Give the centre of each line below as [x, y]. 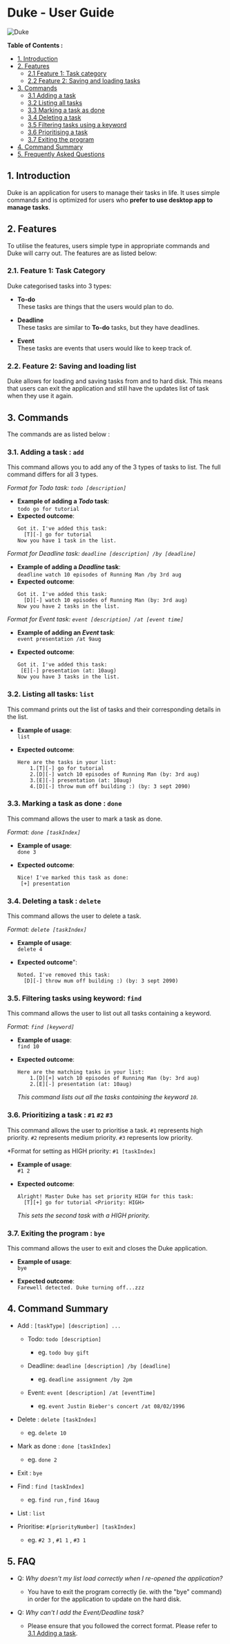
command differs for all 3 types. [53, 474]
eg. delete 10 [47, 1432]
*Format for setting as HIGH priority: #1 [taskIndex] [82, 1151]
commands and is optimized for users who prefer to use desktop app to [110, 200]
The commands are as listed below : [59, 434]
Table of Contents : [35, 45]
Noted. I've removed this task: [64, 975]
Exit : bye [30, 1473]
